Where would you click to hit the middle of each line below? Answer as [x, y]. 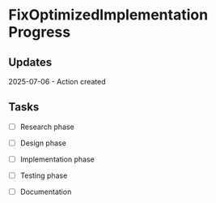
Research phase [47, 127]
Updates [30, 62]
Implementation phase [57, 159]
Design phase [43, 143]
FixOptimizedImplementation [108, 15]
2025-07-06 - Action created [57, 82]
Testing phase [44, 175]
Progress [40, 32]
